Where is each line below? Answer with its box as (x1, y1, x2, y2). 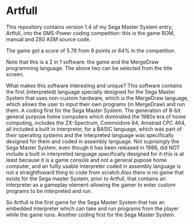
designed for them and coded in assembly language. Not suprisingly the (6, 138, 179, 145)
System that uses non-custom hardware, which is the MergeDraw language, (6, 94, 189, 101)
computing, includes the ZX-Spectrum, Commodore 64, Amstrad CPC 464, (6, 119, 186, 126)
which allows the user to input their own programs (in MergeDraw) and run (6, 100, 185, 107)
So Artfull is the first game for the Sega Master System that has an (6, 198, 165, 205)
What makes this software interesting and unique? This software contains (6, 82, 182, 89)
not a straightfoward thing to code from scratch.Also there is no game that (6, 169, 184, 176)
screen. (6, 71, 24, 78)
